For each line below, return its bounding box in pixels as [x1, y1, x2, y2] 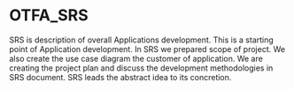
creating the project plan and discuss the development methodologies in [9, 63, 274, 73]
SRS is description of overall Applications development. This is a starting [9, 34, 275, 45]
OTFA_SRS [9, 5, 89, 26]
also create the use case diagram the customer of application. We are [9, 53, 263, 64]
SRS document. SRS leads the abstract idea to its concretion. [9, 71, 232, 82]
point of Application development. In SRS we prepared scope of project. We [9, 43, 286, 54]
